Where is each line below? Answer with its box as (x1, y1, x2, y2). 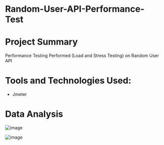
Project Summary (5, 36, 78, 48)
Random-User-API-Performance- (5, 3, 145, 15)
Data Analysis (5, 109, 64, 120)
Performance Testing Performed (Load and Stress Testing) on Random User (5, 53, 159, 58)
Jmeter (12, 91, 27, 97)
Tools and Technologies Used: (5, 75, 131, 87)
